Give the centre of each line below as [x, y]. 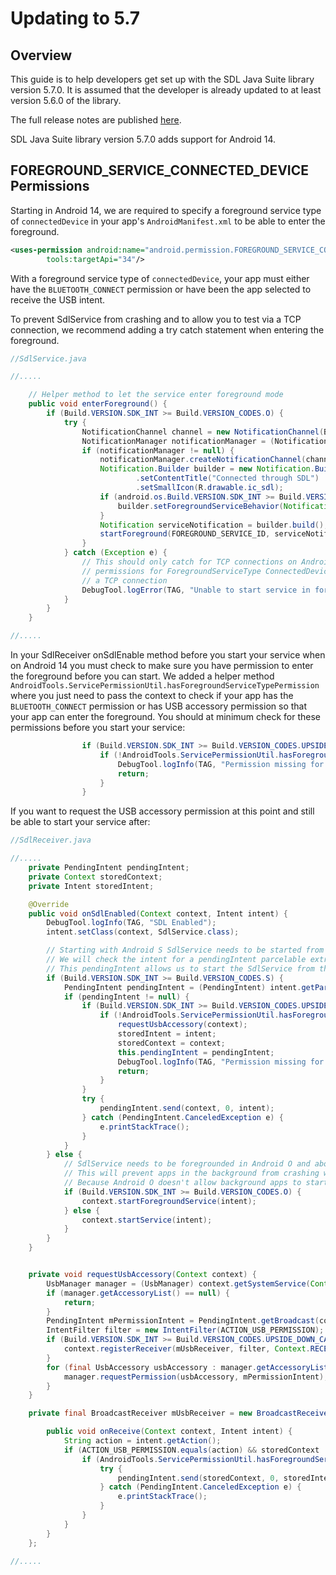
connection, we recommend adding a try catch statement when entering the [167, 329]
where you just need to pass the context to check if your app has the [152, 696]
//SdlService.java [48, 358]
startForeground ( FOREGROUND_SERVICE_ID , [185, 534]
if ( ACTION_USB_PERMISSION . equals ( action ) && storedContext [191, 1450]
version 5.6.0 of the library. [66, 100]
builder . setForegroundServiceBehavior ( [200, 506]
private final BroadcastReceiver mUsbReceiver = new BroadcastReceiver [180, 1413]
